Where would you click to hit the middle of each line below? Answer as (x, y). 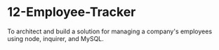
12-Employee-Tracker (72, 12)
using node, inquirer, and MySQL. (55, 38)
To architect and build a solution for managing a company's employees (110, 31)
